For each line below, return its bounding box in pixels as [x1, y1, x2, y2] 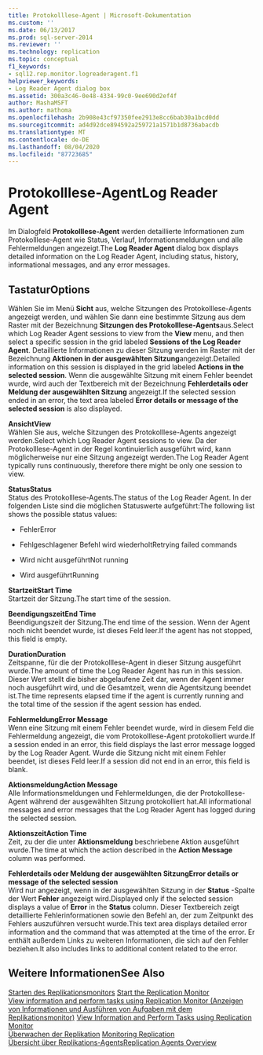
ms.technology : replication [8, 48, 100, 56]
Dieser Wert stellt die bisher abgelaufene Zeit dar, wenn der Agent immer [8, 675, 245, 683]
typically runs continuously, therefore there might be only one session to [8, 461, 243, 470]
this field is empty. [8, 634, 68, 643]
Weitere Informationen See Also [8, 967, 165, 980]
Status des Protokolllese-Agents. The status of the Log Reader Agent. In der [8, 493, 252, 502]
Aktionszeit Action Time [8, 829, 87, 837]
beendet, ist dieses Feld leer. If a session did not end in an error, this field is [8, 756, 250, 766]
